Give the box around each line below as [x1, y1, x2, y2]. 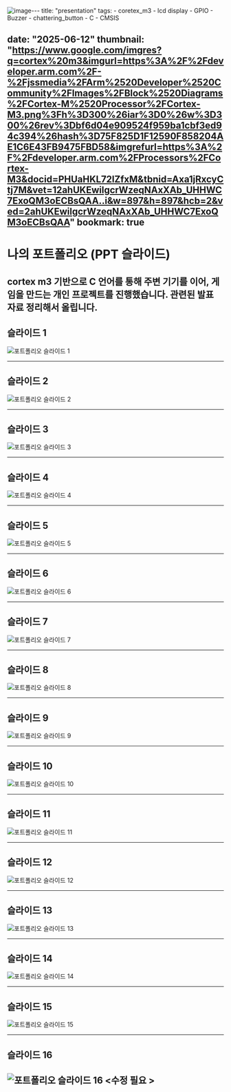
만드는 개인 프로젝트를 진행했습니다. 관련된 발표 [25, 288, 214, 300]
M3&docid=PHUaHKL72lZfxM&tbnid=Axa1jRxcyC [7, 174, 224, 185]
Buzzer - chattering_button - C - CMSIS [7, 14, 120, 22]
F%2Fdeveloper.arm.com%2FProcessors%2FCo [7, 152, 221, 164]
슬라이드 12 [7, 857, 53, 868]
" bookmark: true [69, 217, 145, 229]
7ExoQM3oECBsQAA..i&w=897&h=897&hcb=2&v [7, 195, 223, 207]
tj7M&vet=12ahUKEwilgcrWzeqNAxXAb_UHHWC [7, 185, 222, 196]
